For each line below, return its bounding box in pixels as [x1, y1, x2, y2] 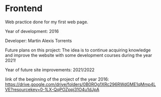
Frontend [5, 3, 43, 14]
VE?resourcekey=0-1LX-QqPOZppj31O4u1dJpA [5, 86, 99, 92]
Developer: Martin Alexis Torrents [5, 37, 72, 44]
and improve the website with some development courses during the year [5, 52, 152, 58]
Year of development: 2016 [5, 28, 59, 34]
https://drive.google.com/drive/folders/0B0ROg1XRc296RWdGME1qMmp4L [5, 81, 156, 87]
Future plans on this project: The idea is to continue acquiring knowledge [5, 47, 151, 53]
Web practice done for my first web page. [5, 19, 89, 25]
